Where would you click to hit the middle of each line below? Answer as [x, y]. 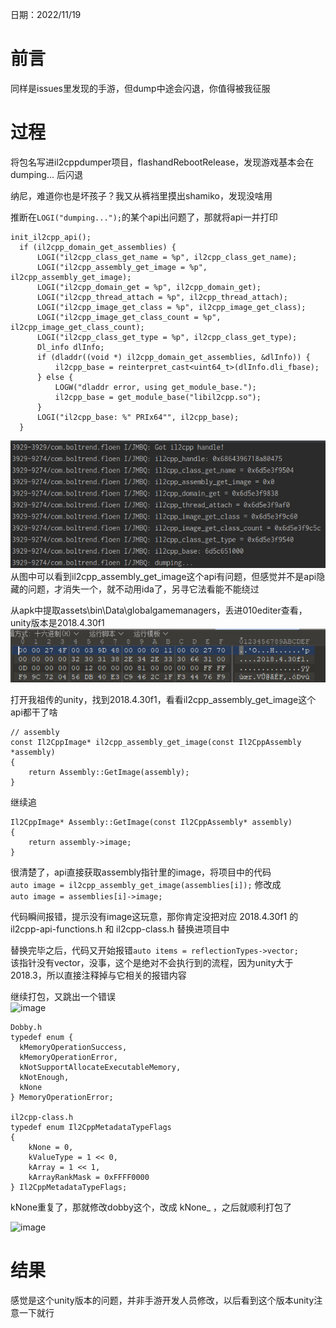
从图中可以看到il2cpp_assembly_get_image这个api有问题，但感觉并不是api [163, 577]
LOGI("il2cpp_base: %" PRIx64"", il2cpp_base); [138, 417]
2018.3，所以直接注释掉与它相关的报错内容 [98, 975]
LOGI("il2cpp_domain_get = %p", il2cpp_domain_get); [149, 287]
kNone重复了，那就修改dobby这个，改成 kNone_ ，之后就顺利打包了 [151, 1207]
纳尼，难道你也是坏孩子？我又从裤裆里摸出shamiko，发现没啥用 [141, 195]
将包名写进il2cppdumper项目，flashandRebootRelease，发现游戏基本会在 [162, 162]
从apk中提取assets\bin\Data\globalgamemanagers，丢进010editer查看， [159, 610]
